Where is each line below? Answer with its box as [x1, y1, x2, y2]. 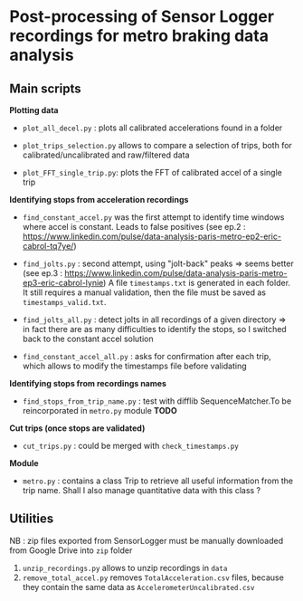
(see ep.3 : [22, 268, 63, 278]
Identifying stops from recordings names [9, 378, 167, 388]
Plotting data [9, 105, 59, 115]
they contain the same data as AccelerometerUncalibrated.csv [22, 581, 255, 592]
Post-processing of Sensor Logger [9, 6, 274, 27]
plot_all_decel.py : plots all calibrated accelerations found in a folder [22, 122, 283, 133]
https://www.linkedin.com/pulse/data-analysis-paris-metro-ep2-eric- [22, 231, 282, 242]
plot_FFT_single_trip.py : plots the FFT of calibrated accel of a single [22, 167, 282, 177]
